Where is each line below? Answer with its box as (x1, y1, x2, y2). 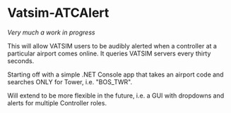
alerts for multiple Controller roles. (7, 98, 107, 107)
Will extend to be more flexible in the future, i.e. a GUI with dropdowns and (7, 91, 225, 100)
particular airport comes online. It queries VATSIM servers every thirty (7, 49, 211, 58)
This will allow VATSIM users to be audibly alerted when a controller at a (7, 41, 218, 50)
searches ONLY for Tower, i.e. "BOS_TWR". (7, 77, 133, 86)
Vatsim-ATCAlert (7, 5, 109, 21)
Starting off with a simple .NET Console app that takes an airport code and (7, 70, 224, 79)
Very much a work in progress (7, 28, 95, 36)
